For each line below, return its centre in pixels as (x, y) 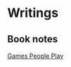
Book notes (33, 39)
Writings (33, 13)
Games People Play (35, 56)
